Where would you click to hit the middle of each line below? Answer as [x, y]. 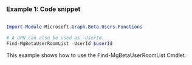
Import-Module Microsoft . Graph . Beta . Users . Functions [74, 27]
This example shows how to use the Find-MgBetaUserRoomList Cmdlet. [96, 55]
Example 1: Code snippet [43, 9]
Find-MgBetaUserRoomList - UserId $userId [60, 44]
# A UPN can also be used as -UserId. [55, 38]
